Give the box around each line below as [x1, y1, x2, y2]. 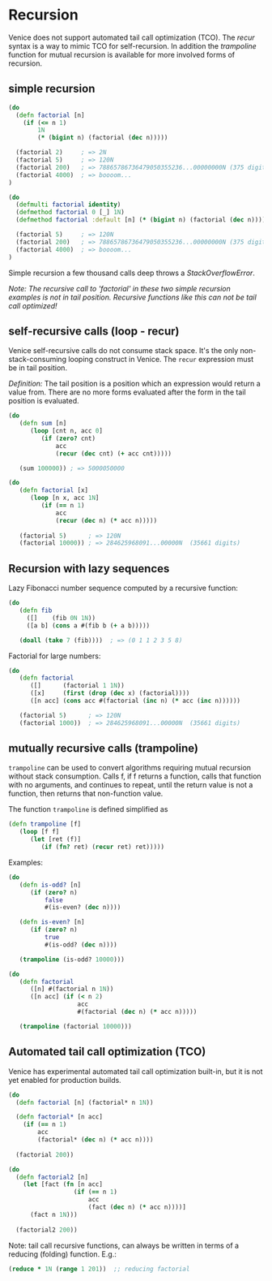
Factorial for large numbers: [8, 651, 101, 661]
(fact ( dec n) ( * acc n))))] [87, 1203, 186, 1211]
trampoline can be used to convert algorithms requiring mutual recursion [8, 763, 252, 773]
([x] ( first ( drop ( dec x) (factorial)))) [29, 689, 190, 697]
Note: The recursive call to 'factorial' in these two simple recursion [8, 283, 231, 293]
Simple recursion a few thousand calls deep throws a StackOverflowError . [8, 268, 255, 278]
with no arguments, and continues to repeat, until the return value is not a [8, 780, 253, 790]
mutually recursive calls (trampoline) [8, 741, 198, 756]
